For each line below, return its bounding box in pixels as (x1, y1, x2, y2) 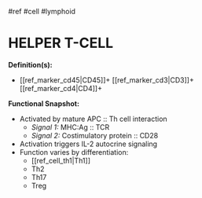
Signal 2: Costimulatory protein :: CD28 (31, 130, 159, 140)
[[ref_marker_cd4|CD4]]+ (19, 83, 102, 93)
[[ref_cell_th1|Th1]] (31, 156, 91, 165)
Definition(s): (8, 60, 53, 69)
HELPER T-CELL (8, 35, 114, 52)
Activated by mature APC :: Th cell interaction (19, 114, 167, 123)
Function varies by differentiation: (19, 147, 129, 156)
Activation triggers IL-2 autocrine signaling (19, 139, 158, 148)
